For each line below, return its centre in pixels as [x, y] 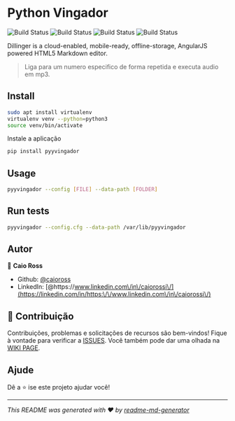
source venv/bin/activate [45, 125]
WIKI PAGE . [24, 348]
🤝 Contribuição [41, 316]
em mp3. [37, 74]
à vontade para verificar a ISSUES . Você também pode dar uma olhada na [114, 341]
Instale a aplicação [34, 138]
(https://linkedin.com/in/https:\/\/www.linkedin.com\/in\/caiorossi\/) [114, 294]
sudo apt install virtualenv [50, 112]
